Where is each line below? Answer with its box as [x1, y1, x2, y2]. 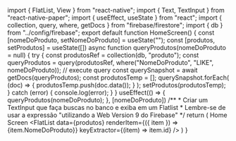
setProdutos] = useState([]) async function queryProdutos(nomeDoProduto [7, 44, 227, 51]
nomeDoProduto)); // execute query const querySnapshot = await [7, 66, 198, 74]
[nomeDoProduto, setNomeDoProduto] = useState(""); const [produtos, [7, 36, 216, 44]
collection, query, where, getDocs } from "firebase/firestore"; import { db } [7, 21, 223, 29]
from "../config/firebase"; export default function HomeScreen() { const [7, 28, 215, 37]
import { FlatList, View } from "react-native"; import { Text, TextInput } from [7, 6, 225, 14]
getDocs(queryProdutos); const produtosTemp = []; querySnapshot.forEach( [7, 73, 230, 82]
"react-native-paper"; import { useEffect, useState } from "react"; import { [7, 13, 223, 22]
